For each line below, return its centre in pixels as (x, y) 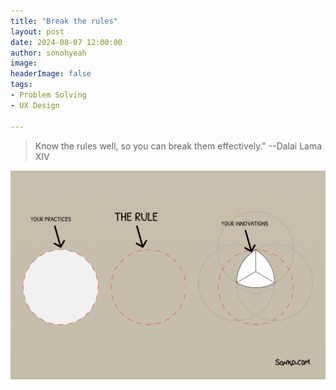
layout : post (37, 31)
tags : (21, 85)
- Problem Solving (48, 95)
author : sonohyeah (48, 53)
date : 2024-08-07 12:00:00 (66, 42)
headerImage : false (51, 74)
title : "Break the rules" (64, 21)
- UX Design (35, 105)
